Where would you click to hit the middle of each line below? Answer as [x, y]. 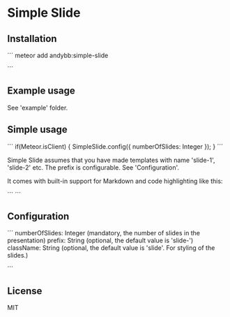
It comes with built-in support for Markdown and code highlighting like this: [115, 181]
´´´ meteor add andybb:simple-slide [58, 55]
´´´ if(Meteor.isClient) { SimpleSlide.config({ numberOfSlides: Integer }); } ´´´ [115, 146]
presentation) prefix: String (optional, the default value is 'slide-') [100, 241]
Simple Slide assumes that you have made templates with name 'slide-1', [111, 160]
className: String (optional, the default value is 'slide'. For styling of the [111, 248]
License [25, 291]
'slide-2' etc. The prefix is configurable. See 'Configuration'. [93, 167]
